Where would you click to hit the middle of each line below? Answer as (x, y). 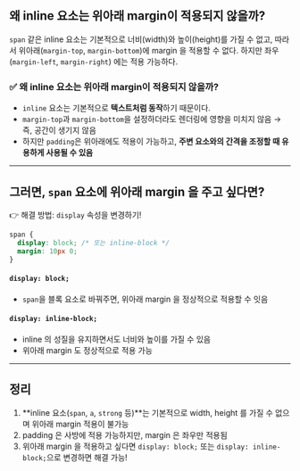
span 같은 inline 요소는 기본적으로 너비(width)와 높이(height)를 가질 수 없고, (141, 39)
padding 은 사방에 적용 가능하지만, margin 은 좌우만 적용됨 (125, 434)
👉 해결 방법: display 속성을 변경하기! (75, 215)
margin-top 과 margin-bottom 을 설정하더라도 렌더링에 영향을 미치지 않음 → (151, 120)
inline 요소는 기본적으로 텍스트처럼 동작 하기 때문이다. (117, 108)
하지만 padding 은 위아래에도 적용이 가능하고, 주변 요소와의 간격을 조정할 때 (151, 142)
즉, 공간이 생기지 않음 (59, 130)
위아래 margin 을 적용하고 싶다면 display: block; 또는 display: (135, 446)
